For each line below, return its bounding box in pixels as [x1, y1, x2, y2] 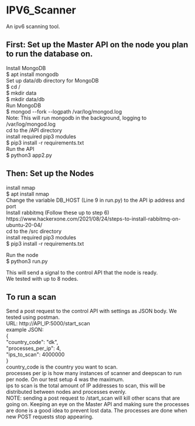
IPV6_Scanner [6, 4, 76, 17]
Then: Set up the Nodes [6, 169, 94, 178]
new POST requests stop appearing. [6, 413, 94, 420]
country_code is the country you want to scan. [6, 363, 118, 370]
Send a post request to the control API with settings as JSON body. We [6, 308, 177, 315]
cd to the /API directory [6, 126, 63, 133]
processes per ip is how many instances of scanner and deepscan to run [6, 370, 182, 377]
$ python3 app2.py [6, 152, 53, 159]
